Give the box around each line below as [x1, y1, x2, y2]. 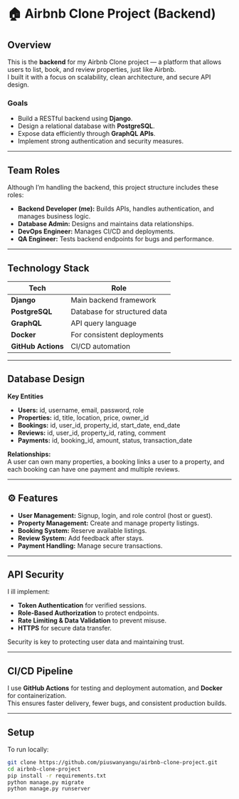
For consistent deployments [70, 329, 164, 339]
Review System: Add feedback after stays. [17, 534, 144, 542]
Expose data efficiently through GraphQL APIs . [17, 129, 156, 138]
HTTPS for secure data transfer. [17, 624, 112, 633]
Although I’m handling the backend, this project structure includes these [7, 183, 219, 192]
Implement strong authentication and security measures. [17, 137, 184, 146]
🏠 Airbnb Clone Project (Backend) [7, 6, 216, 22]
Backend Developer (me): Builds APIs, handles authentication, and [17, 204, 215, 213]
